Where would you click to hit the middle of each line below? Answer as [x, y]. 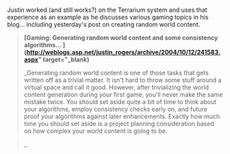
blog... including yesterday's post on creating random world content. [104, 24]
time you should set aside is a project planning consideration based [119, 124]
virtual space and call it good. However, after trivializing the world [116, 87]
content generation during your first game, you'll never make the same [123, 94]
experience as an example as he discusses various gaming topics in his [108, 17]
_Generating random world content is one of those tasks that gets [116, 73]
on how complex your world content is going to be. [95, 131]
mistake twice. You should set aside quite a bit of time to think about [120, 102]
